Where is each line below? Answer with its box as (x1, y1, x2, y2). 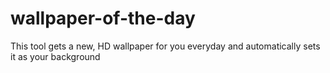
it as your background (10, 50, 101, 62)
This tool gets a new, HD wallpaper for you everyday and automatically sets (10, 40, 321, 52)
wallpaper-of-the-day (10, 7, 196, 30)
